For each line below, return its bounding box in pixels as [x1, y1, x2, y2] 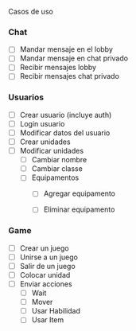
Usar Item [31, 315, 64, 325]
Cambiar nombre [31, 155, 87, 165]
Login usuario [19, 119, 65, 128]
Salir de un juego [19, 261, 76, 271]
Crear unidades [19, 137, 71, 146]
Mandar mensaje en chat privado [19, 53, 129, 63]
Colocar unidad [19, 270, 71, 279]
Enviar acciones [19, 279, 73, 289]
